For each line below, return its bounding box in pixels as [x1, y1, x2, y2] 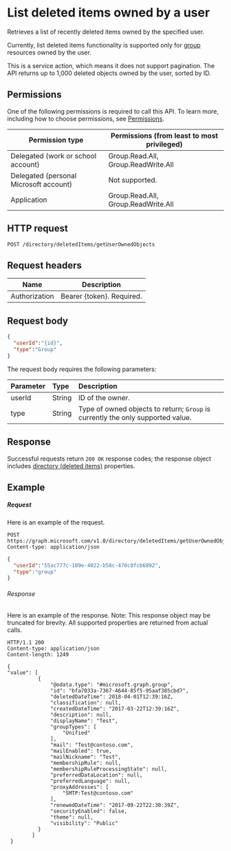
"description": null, [50, 711, 112, 718]
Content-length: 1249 [7, 651, 69, 658]
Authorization [10, 291, 54, 301]
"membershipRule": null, [50, 759, 122, 766]
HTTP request [7, 222, 69, 235]
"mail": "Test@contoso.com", [50, 742, 134, 748]
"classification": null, [50, 699, 122, 706]
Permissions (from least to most [110, 131, 219, 140]
